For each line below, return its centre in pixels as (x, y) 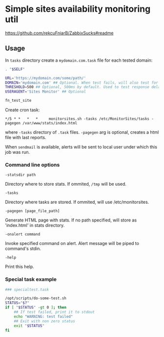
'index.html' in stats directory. (35, 225)
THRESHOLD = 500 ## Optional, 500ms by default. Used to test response (77, 87)
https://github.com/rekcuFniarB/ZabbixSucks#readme (59, 33)
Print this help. (20, 267)
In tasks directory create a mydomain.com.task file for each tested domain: (79, 60)
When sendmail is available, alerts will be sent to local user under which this (81, 147)
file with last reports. (26, 137)
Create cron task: (22, 110)
